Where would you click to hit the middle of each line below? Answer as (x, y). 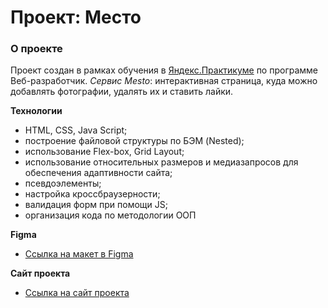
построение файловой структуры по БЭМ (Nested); (134, 141)
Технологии (36, 111)
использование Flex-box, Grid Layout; (104, 152)
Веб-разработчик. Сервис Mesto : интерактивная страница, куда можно (164, 81)
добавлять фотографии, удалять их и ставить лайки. (122, 92)
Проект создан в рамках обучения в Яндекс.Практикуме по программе (164, 70)
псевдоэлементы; (63, 183)
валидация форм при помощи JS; (96, 205)
